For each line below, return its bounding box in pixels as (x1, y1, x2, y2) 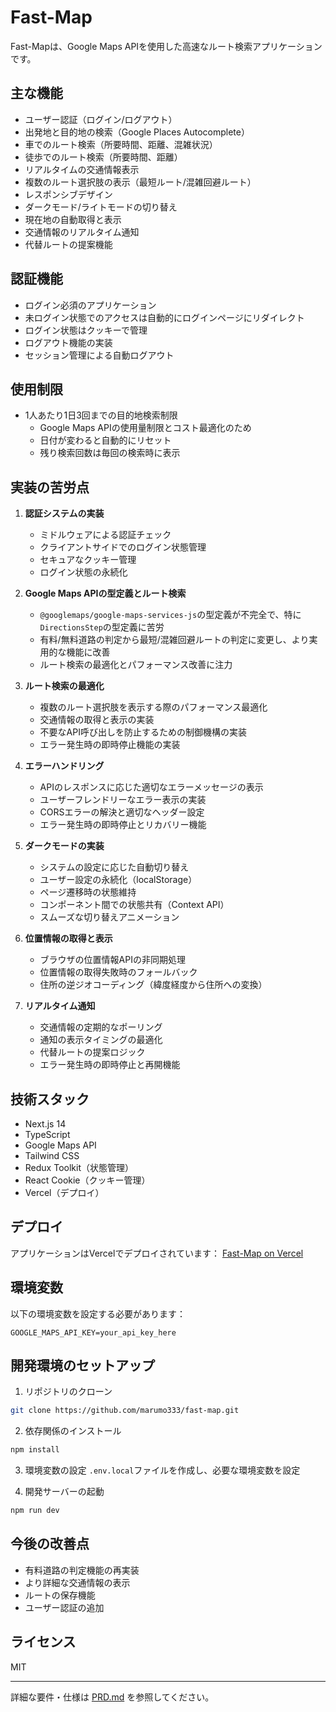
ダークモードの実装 (24, 840, 105, 852)
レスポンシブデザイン (24, 188, 113, 200)
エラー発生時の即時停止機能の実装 (39, 739, 181, 751)
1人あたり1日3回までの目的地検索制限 (24, 409, 178, 421)
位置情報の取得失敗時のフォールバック (39, 966, 198, 978)
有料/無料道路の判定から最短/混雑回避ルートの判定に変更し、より (39, 634, 310, 646)
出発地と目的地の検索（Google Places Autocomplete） (24, 126, 250, 138)
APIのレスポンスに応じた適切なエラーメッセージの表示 (39, 781, 264, 793)
